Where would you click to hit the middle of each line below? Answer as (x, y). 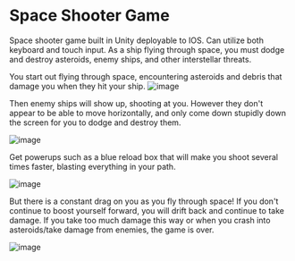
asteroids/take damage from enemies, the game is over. (112, 230)
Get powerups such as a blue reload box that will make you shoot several (144, 156)
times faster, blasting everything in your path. (93, 166)
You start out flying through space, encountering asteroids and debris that (146, 76)
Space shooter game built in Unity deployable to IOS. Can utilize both (136, 40)
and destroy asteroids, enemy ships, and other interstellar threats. (131, 59)
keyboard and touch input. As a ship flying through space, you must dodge (147, 49)
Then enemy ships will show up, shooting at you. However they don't (136, 103)
